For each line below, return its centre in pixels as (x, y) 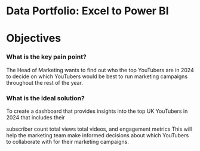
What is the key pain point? (46, 57)
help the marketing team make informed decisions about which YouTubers (98, 135)
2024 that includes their (36, 117)
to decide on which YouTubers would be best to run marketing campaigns (97, 76)
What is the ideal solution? (45, 98)
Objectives (34, 38)
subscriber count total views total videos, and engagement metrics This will (99, 129)
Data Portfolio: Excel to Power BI (87, 11)
